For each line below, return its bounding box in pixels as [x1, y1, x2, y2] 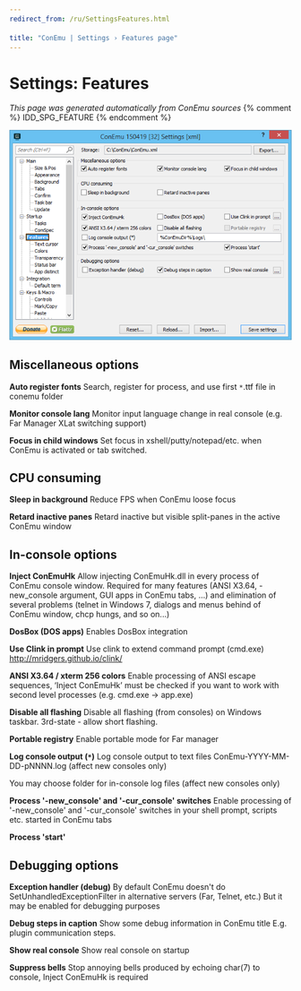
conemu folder [9, 391, 64, 401]
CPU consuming [9, 470, 101, 486]
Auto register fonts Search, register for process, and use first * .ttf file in [9, 381, 276, 392]
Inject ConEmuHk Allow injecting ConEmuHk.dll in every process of [9, 571, 260, 582]
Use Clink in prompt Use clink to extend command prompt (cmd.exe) [9, 643, 264, 654]
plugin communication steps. [9, 927, 116, 938]
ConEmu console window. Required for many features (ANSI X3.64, [9, 581, 258, 591]
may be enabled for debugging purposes [9, 901, 160, 911]
